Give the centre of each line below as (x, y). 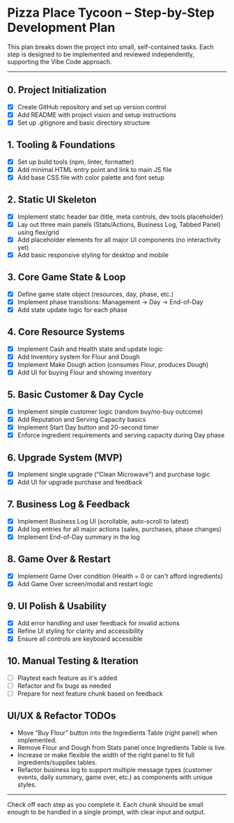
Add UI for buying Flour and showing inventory (84, 373)
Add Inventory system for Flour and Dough (79, 356)
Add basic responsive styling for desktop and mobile (93, 255)
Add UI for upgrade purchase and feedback (80, 482)
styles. (27, 784)
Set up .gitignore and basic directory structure (84, 123)
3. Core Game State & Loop (67, 277)
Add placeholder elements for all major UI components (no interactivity (119, 240)
